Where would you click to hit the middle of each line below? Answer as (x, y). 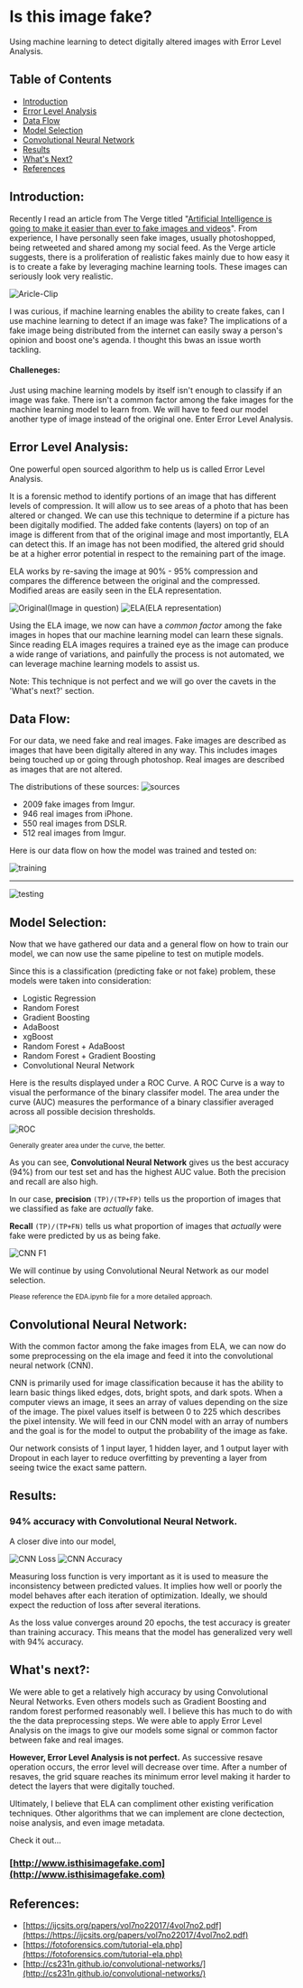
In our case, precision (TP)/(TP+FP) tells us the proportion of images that (145, 1199)
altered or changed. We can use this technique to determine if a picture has (150, 515)
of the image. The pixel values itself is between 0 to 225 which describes (145, 1412)
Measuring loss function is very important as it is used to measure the (139, 1576)
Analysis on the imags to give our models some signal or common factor (143, 1730)
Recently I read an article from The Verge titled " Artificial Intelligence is (141, 218)
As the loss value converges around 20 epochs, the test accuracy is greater (150, 1623)
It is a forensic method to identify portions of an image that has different (143, 496)
